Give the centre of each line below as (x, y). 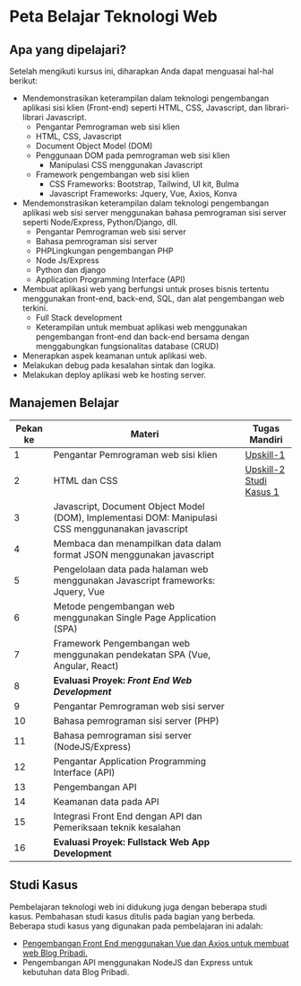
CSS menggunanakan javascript (120, 529)
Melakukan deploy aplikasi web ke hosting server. (114, 375)
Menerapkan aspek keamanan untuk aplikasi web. (115, 356)
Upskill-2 (265, 469)
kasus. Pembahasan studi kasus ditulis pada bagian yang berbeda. (133, 916)
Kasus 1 (262, 491)
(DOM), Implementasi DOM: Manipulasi (135, 517)
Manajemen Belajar (64, 403)
